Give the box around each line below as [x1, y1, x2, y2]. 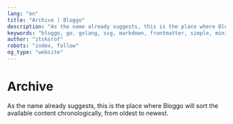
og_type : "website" [7, 49, 64, 56]
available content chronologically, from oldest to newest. [7, 109, 169, 117]
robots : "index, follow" [7, 42, 79, 49]
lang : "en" [7, 10, 39, 17]
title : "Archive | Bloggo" [7, 17, 85, 24]
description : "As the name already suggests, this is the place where [7, 23, 216, 30]
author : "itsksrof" [7, 36, 64, 43]
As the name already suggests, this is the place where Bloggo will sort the [7, 101, 218, 109]
